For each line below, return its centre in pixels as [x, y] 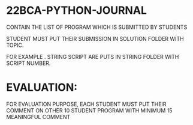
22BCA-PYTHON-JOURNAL [76, 11]
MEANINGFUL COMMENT [38, 117]
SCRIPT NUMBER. [28, 63]
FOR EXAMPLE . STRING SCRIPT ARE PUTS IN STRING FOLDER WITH [93, 56]
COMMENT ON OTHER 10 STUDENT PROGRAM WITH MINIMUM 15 [89, 110]
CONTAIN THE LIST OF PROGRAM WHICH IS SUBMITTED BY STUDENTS [97, 27]
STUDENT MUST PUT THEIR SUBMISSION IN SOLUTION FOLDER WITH [95, 38]
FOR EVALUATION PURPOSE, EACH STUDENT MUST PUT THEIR [86, 104]
